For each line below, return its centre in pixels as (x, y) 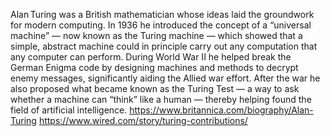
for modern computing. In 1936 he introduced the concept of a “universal (161, 25)
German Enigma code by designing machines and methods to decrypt (154, 67)
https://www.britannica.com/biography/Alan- (221, 110)
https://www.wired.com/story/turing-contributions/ (143, 120)
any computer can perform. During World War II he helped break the (151, 57)
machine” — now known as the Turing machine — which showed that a (156, 35)
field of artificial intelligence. (69, 110)
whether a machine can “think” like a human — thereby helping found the (161, 99)
